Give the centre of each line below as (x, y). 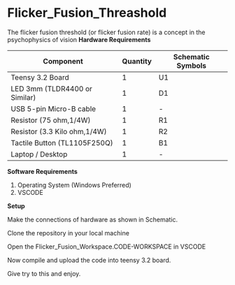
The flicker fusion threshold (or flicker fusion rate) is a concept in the (106, 32)
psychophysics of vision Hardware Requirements (79, 39)
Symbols (192, 66)
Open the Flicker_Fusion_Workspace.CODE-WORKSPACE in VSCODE (107, 247)
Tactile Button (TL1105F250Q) (62, 142)
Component (63, 61)
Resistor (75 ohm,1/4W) (51, 120)
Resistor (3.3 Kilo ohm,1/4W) (59, 131)
